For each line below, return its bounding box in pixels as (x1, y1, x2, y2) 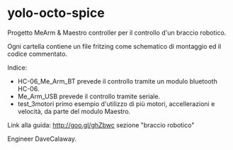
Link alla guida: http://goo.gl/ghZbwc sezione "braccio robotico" (7, 120, 195, 129)
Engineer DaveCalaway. (7, 134, 76, 143)
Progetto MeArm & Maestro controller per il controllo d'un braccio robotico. (7, 28, 227, 37)
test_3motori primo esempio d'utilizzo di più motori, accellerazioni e (17, 99, 215, 108)
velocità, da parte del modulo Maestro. (17, 107, 131, 115)
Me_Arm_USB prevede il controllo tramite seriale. (17, 92, 161, 100)
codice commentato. (7, 50, 68, 58)
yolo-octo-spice (7, 5, 105, 21)
